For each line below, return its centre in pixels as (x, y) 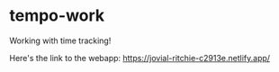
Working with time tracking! (60, 40)
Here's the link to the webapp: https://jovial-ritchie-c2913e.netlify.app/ (140, 58)
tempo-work (57, 16)
